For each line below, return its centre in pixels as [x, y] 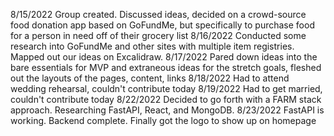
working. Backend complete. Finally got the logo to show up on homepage [163, 120]
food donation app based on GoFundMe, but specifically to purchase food [162, 25]
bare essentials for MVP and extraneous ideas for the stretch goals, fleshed [166, 67]
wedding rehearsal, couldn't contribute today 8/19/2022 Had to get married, [166, 88]
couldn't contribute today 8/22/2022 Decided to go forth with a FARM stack [166, 99]
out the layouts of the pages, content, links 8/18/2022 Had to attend [150, 78]
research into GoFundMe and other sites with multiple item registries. [152, 46]
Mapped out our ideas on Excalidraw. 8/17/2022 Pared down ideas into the [164, 57]
